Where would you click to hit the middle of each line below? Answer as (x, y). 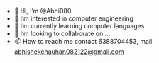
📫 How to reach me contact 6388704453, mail (83, 41)
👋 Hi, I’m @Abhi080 (43, 11)
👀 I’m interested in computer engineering (73, 18)
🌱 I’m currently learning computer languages (79, 26)
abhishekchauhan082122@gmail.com (69, 52)
